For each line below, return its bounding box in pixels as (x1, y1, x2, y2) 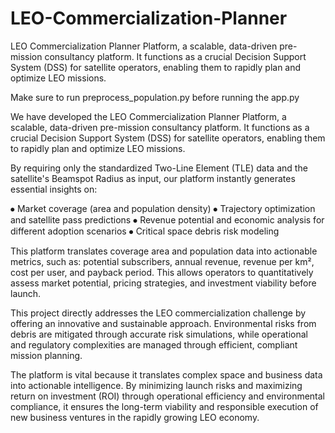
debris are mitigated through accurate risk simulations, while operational (10, 328, 308, 340)
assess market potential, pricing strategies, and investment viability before (10, 277, 317, 289)
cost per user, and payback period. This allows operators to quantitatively (10, 266, 314, 278)
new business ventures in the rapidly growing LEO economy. (10, 411, 260, 423)
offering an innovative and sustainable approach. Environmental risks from (10, 317, 317, 329)
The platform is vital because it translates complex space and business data (10, 368, 323, 381)
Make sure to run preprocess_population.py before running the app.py (10, 91, 300, 103)
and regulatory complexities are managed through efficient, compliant (10, 338, 298, 351)
